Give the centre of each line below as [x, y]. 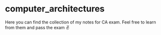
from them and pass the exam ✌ [37, 27]
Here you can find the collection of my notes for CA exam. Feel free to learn [80, 22]
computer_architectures [55, 9]
